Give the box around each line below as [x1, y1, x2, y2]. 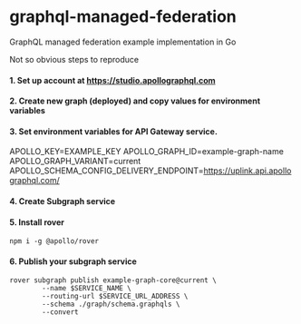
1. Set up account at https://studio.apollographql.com [9, 74, 216, 85]
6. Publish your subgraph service [9, 256, 138, 267]
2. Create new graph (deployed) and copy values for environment [9, 95, 261, 106]
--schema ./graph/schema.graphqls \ [42, 299, 180, 309]
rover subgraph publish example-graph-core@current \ [9, 276, 218, 285]
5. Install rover [9, 216, 65, 228]
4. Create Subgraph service [9, 195, 116, 206]
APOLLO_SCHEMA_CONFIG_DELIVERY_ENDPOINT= [9, 165, 204, 176]
